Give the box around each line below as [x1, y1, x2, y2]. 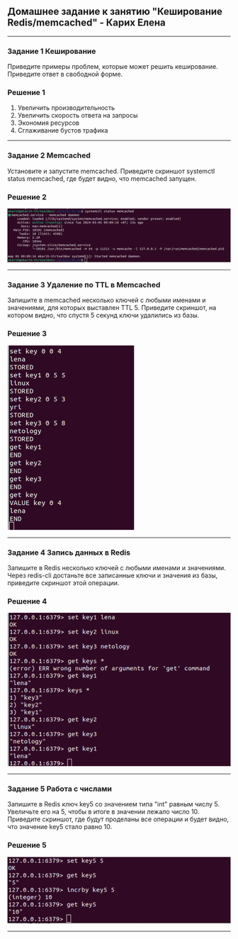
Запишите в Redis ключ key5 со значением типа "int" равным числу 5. [7, 800, 220, 809]
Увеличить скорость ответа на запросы [17, 111, 138, 120]
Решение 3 [7, 329, 47, 339]
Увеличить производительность [17, 104, 115, 112]
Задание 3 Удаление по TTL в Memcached [7, 280, 161, 289]
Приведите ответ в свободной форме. [7, 70, 123, 79]
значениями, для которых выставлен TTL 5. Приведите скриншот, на [7, 304, 217, 312]
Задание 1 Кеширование [7, 46, 96, 56]
